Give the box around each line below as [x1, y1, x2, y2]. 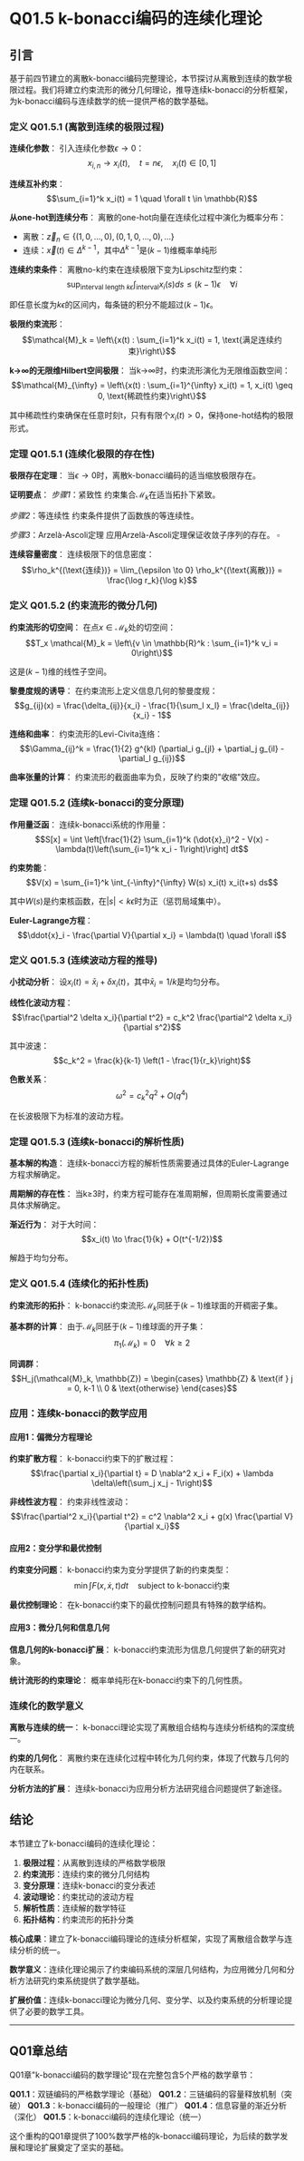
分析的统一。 [16, 1944, 65, 1955]
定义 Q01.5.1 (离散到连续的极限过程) [9, 120, 165, 132]
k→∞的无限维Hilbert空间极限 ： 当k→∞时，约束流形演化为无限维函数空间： [9, 365, 291, 376]
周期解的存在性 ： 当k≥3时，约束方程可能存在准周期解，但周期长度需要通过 [9, 1188, 288, 1199]
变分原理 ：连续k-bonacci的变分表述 [22, 1880, 156, 1891]
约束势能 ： [9, 862, 50, 873]
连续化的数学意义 [9, 1699, 84, 1712]
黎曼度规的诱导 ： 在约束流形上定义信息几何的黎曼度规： [9, 686, 218, 697]
